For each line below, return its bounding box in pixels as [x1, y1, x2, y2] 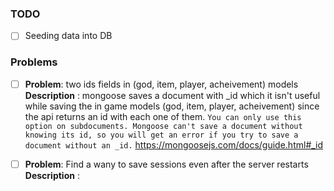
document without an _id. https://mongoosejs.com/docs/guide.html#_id [24, 138, 324, 151]
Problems [10, 55, 58, 69]
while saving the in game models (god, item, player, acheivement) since [24, 100, 320, 112]
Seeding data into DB [24, 30, 113, 42]
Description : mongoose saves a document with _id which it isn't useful [24, 89, 321, 101]
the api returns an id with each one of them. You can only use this [24, 110, 302, 122]
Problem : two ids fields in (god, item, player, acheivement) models [24, 78, 299, 90]
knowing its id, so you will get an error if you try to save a [24, 130, 299, 140]
